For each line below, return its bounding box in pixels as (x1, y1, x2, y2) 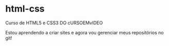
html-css (5, 3, 45, 15)
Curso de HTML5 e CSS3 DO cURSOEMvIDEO (5, 20, 103, 26)
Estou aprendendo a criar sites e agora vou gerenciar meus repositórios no (5, 29, 164, 35)
